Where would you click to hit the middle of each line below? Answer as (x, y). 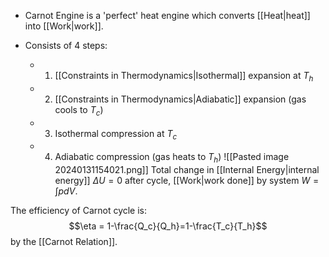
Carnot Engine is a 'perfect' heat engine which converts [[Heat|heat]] (167, 15)
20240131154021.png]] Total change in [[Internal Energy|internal (187, 170)
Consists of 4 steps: (66, 45)
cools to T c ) (79, 110)
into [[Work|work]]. (64, 26)
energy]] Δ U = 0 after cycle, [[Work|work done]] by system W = (187, 181)
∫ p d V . (66, 191)
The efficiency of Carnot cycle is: (79, 211)
